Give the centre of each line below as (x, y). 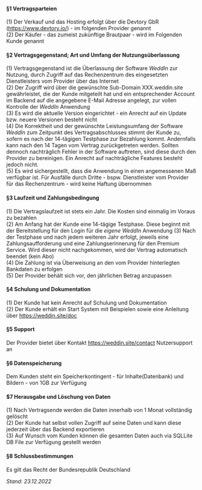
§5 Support (21, 329)
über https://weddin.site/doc (42, 315)
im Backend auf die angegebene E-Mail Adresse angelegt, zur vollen (91, 100)
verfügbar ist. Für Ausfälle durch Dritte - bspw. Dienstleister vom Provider (97, 178)
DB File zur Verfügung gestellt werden (54, 442)
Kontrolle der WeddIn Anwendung (48, 107)
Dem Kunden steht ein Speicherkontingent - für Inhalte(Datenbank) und (95, 376)
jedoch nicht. (23, 165)
